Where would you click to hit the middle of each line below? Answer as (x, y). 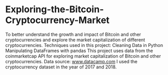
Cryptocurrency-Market (57, 20)
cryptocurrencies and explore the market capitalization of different (75, 40)
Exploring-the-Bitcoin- (55, 9)
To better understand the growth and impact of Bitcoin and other (73, 34)
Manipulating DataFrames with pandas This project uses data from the (79, 51)
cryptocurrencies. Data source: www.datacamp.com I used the (71, 61)
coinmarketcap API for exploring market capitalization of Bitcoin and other (83, 56)
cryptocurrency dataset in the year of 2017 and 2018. (61, 67)
